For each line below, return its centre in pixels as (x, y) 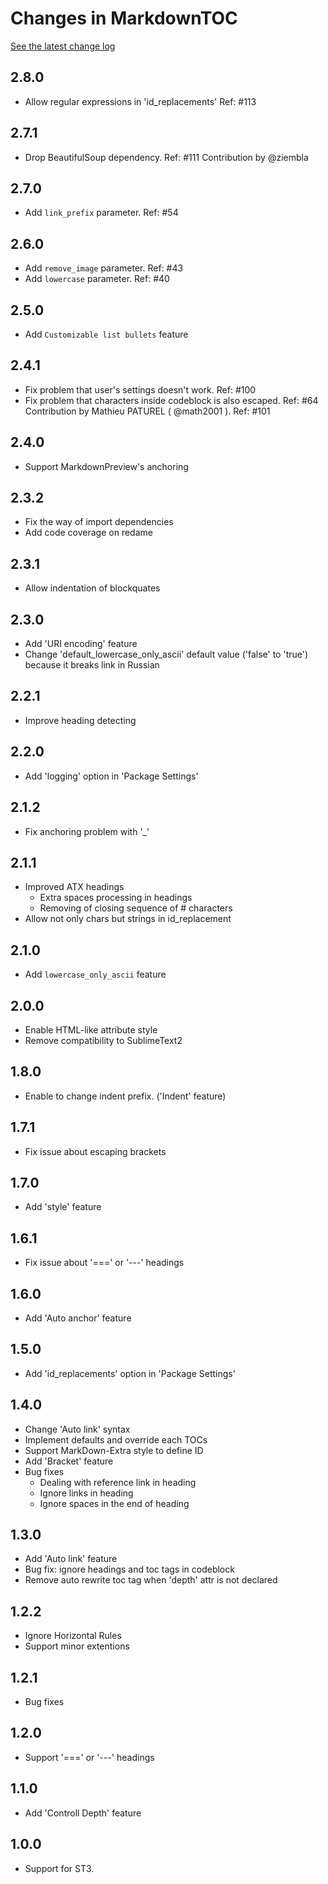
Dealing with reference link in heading (118, 1482)
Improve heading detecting (80, 720)
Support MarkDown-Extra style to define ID (114, 1450)
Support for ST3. (59, 1868)
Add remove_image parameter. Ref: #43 (104, 268)
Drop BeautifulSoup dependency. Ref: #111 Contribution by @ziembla (166, 157)
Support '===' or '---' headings (89, 1757)
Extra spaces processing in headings (116, 898)
